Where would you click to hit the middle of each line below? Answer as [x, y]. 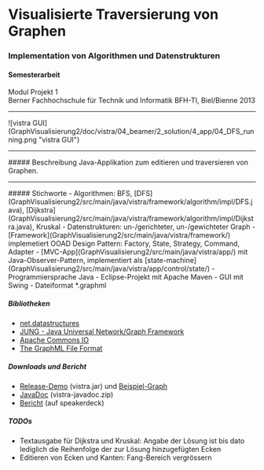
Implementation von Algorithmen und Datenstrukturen [114, 56]
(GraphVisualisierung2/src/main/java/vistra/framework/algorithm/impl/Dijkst [131, 219]
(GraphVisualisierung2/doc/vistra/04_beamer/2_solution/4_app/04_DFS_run [131, 131]
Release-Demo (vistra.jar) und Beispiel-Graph [93, 387]
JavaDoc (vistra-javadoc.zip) [66, 394]
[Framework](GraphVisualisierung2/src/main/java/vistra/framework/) [119, 235]
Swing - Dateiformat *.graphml [57, 286]
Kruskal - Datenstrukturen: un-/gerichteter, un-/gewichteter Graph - [146, 227]
